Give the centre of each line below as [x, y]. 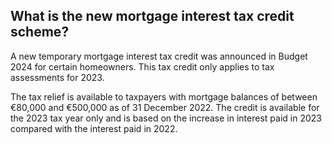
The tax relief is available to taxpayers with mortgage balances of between [164, 96]
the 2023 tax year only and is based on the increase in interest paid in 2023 [166, 118]
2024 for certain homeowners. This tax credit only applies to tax [142, 66]
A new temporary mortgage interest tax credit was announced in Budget [159, 56]
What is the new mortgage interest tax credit [152, 16]
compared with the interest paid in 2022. [94, 128]
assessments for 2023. [57, 77]
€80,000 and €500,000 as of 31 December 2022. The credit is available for [165, 107]
